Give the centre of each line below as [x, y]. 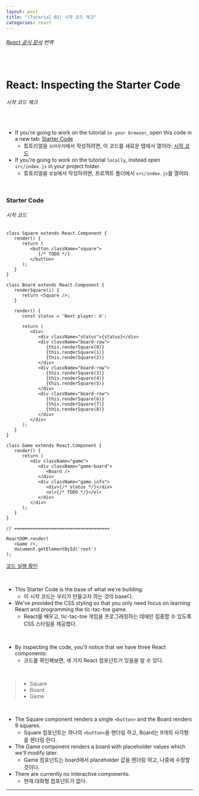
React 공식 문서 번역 [30, 42]
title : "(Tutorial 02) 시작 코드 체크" [52, 17]
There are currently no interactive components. [72, 774]
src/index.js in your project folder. [57, 166]
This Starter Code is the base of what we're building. [79, 589]
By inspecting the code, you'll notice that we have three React [90, 647]
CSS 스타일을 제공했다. [50, 624]
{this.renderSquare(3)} [75, 373]
